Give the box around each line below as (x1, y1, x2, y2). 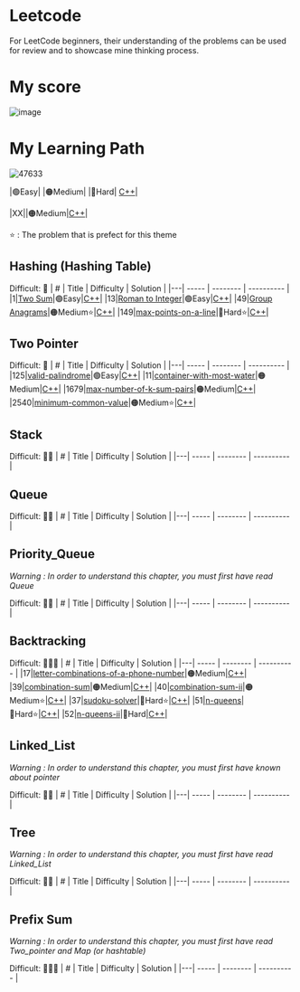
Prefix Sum (9, 912, 73, 927)
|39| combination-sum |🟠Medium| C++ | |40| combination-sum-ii (9, 681, 243, 692)
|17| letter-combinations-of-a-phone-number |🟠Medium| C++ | (19, 667, 248, 678)
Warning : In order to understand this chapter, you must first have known (9, 761, 281, 773)
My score (9, 77, 81, 98)
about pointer (9, 771, 61, 782)
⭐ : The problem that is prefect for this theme (9, 229, 178, 240)
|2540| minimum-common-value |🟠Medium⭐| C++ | (9, 397, 197, 408)
